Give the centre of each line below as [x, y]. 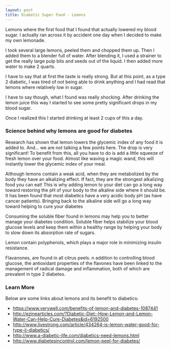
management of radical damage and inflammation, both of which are [78, 268]
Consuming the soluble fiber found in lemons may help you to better [77, 216]
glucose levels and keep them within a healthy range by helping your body [84, 227]
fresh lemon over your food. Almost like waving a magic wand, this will [80, 158]
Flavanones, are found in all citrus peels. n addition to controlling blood [80, 258]
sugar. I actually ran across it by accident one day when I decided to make [83, 35]
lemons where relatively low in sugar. [44, 87]
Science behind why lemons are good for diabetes [69, 131]
